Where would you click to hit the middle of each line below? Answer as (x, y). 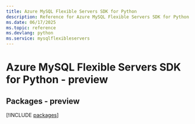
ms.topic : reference (31, 28)
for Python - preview (57, 80)
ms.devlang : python (30, 33)
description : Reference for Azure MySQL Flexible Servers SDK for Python (98, 17)
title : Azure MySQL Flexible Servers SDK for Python (72, 11)
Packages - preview (43, 101)
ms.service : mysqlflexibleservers (48, 38)
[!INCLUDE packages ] (32, 115)
